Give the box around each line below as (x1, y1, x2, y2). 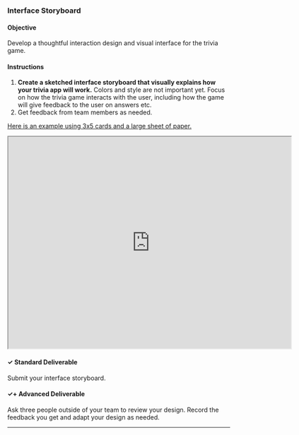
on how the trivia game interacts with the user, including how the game (17, 93, 225, 102)
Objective (7, 23, 37, 32)
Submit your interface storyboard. (7, 374, 106, 382)
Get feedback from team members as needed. (17, 108, 153, 117)
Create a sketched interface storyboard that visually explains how (17, 78, 216, 87)
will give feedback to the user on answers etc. (17, 101, 152, 109)
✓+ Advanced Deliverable (7, 390, 86, 398)
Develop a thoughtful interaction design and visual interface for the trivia (7, 39, 218, 47)
